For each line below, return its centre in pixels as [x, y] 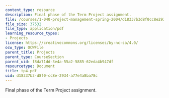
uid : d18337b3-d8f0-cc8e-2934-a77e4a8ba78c [52, 76]
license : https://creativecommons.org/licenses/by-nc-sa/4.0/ [72, 43]
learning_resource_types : [32, 33]
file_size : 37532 [23, 24]
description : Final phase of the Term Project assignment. [68, 15]
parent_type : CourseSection [35, 57]
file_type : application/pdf [35, 29]
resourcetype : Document [30, 66]
